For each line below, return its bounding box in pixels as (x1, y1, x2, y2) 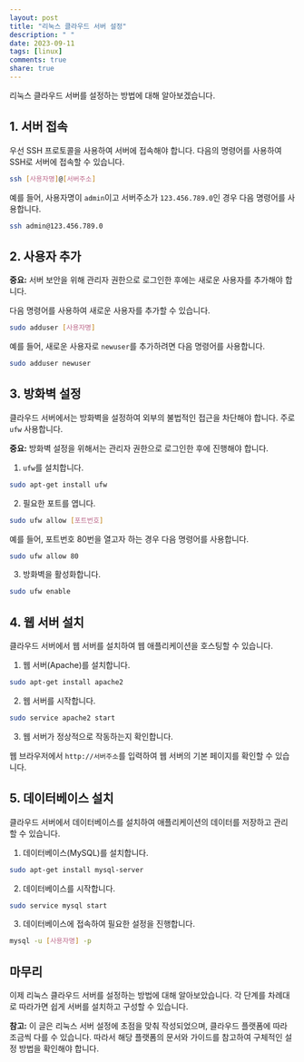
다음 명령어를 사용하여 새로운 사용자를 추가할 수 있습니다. (9, 305, 211, 316)
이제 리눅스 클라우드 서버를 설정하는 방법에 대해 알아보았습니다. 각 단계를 (9, 990, 266, 1001)
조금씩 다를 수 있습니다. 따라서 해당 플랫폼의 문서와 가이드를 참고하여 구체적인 (9, 1032, 283, 1043)
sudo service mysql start (9, 900, 107, 910)
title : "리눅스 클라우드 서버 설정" (9, 22, 127, 31)
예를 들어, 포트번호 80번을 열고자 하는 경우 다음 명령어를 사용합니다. (9, 533, 250, 545)
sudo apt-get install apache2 (9, 678, 124, 687)
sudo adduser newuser (9, 359, 92, 369)
